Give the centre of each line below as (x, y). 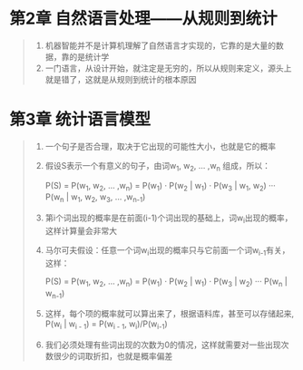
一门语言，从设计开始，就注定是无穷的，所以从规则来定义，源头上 (168, 68)
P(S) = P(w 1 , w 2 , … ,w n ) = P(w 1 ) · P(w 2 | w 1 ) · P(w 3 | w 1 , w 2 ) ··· (161, 186)
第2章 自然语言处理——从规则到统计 (144, 19)
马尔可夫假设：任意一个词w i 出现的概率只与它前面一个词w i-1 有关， (167, 251)
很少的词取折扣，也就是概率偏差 (113, 356)
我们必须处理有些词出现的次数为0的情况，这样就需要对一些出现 (163, 345)
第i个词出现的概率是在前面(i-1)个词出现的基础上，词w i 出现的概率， (169, 219)
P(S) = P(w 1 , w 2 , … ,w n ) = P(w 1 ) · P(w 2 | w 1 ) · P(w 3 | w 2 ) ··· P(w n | (166, 282)
